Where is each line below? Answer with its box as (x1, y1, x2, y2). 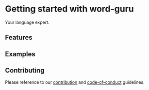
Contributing (5, 66, 45, 75)
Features (5, 33, 33, 42)
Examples (5, 50, 35, 58)
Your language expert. (5, 19, 50, 25)
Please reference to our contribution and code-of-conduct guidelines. (5, 79, 145, 85)
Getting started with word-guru (5, 3, 134, 15)
